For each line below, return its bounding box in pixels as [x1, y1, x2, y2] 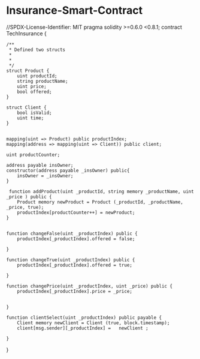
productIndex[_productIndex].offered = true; [17, 262, 133, 268]
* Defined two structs [8, 46, 66, 53]
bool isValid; [17, 109, 52, 116]
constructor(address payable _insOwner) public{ [6, 167, 130, 173]
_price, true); [6, 204, 44, 210]
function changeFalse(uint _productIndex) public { [6, 231, 138, 237]
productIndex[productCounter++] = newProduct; [17, 210, 135, 216]
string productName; [17, 78, 68, 84]
